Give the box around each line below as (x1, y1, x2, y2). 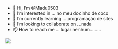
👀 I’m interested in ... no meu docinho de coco (12, 10, 109, 16)
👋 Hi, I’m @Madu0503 (12, 5, 59, 11)
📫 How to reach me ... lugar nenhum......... (12, 27, 101, 32)
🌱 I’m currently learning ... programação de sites (12, 16, 113, 21)
